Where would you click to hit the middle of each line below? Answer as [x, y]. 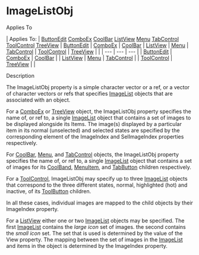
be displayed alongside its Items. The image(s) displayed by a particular [94, 124]
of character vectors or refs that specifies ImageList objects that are [90, 93]
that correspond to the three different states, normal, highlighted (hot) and [97, 185]
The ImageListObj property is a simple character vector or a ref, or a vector [98, 87]
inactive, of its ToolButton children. [49, 191]
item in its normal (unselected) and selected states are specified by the [93, 130]
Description [20, 75]
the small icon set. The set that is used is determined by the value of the [94, 233]
